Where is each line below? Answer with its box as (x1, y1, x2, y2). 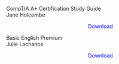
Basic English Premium (6, 34, 63, 41)
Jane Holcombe (6, 11, 45, 18)
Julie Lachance (6, 41, 44, 47)
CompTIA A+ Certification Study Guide (6, 5, 102, 12)
